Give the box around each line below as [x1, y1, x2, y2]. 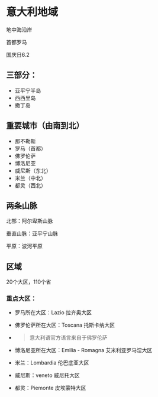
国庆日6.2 [6, 51, 30, 58]
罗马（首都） [14, 145, 46, 152]
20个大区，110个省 [6, 278, 51, 285]
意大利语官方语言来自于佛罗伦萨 [29, 334, 108, 341]
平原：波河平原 [6, 243, 43, 250]
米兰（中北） [14, 174, 46, 181]
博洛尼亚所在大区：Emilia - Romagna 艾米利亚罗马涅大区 [14, 347, 153, 354]
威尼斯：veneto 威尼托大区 [14, 372, 80, 379]
